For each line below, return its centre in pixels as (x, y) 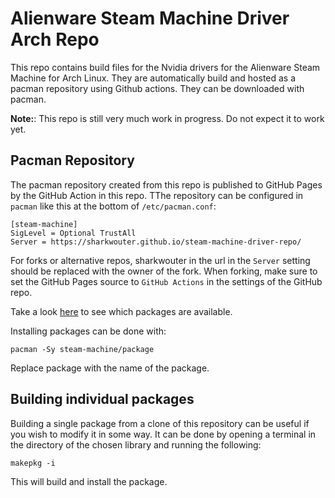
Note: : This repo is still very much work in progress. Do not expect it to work (167, 118)
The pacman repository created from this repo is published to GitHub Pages (166, 184)
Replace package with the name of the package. (110, 368)
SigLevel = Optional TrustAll (73, 233)
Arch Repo (55, 39)
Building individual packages (102, 399)
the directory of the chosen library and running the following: (136, 444)
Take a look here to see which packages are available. (121, 311)
